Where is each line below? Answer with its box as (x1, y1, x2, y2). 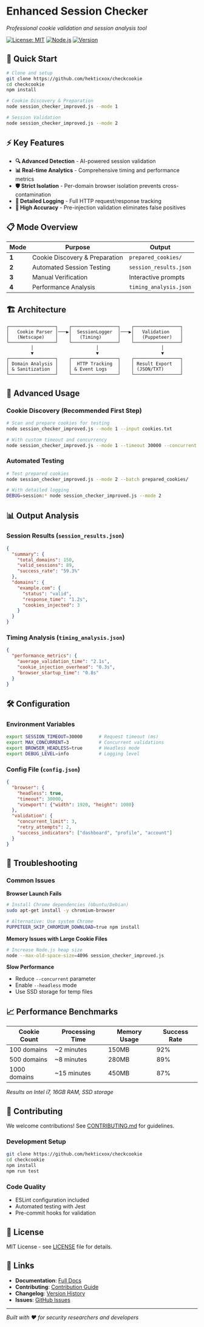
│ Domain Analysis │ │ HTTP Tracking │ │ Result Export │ (6, 361, 183, 367)
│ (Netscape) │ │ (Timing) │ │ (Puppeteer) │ (6, 334, 183, 341)
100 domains (9, 1045, 47, 1054)
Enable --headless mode (15, 982, 77, 989)
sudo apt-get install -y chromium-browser (6, 907, 115, 913)
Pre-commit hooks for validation (15, 1209, 96, 1217)
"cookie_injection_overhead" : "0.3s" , (17, 664, 115, 670)
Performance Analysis (32, 283, 95, 291)
